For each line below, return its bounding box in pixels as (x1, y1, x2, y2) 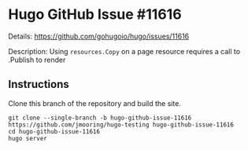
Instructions (8, 78, 69, 91)
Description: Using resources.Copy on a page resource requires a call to (8, 46, 241, 56)
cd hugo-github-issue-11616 (8, 127, 101, 135)
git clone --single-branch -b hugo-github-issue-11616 (8, 114, 192, 122)
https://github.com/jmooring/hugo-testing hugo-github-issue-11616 (8, 120, 235, 129)
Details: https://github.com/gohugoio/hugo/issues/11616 (8, 31, 190, 41)
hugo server (8, 134, 47, 142)
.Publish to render (8, 55, 66, 64)
